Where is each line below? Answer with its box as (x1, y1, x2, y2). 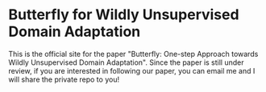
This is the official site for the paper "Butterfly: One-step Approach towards (8, 49, 259, 58)
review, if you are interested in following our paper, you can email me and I (8, 66, 256, 75)
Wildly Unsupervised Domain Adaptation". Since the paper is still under (8, 58, 244, 67)
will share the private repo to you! (8, 74, 119, 84)
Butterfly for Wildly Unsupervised (8, 6, 239, 24)
